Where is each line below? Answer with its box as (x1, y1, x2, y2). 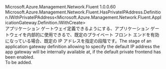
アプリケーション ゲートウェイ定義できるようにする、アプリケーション (5, 26, 150, 31)
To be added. (5, 60, 32, 65)
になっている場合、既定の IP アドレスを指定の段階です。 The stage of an (5, 38, 152, 44)
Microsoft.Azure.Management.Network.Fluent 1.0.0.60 (5, 4, 116, 9)
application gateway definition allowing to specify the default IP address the (5, 44, 160, 49)
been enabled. (5, 54, 35, 60)
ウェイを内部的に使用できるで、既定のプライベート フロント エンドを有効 (9, 32, 160, 38)
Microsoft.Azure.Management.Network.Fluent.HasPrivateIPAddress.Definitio (5, 9, 161, 15)
